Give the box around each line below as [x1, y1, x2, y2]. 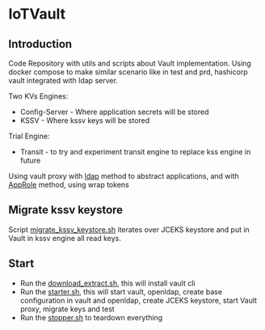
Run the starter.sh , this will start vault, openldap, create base [19, 286, 223, 296]
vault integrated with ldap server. [8, 76, 119, 85]
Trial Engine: [8, 131, 50, 141]
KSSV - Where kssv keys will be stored [19, 116, 150, 125]
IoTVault [8, 5, 66, 23]
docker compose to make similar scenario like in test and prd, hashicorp [8, 67, 248, 77]
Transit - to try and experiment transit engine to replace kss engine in [19, 147, 251, 156]
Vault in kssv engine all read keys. [8, 233, 121, 243]
